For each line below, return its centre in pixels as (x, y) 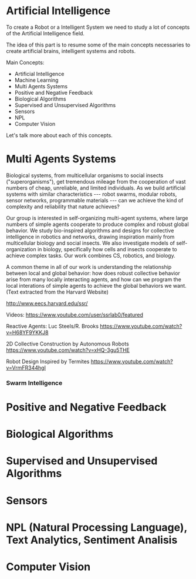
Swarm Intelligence (34, 382)
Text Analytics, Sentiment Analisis (92, 540)
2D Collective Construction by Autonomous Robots (67, 344)
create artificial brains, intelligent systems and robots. (71, 51)
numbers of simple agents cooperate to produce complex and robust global (97, 224)
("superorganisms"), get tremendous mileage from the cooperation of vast (96, 181)
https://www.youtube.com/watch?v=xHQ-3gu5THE (68, 350)
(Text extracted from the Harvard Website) (57, 292)
